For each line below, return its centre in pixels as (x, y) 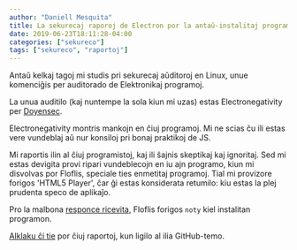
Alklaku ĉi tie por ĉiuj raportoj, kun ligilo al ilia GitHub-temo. (117, 236)
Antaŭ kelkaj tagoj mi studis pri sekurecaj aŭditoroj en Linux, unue (129, 75)
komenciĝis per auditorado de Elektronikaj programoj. (107, 85)
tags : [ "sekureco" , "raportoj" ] (69, 50)
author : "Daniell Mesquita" (61, 17)
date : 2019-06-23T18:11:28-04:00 (71, 34)
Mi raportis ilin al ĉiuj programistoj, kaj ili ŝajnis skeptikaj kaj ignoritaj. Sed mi (148, 155)
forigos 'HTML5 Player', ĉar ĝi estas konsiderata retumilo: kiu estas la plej (143, 183)
